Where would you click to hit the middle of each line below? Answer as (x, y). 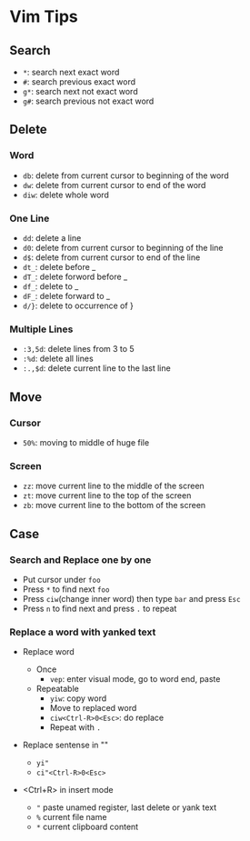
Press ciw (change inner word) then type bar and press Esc (131, 598)
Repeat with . (75, 727)
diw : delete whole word (65, 195)
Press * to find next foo (66, 589)
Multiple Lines (41, 329)
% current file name (71, 817)
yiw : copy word (78, 698)
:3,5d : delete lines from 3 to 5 (78, 349)
